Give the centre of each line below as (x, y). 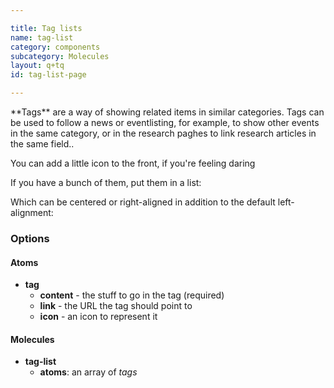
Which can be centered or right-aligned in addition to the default (143, 202)
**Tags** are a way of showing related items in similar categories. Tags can (167, 112)
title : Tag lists (46, 28)
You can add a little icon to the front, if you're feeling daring (133, 163)
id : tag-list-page (48, 75)
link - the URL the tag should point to (116, 306)
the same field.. (42, 144)
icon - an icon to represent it (98, 317)
